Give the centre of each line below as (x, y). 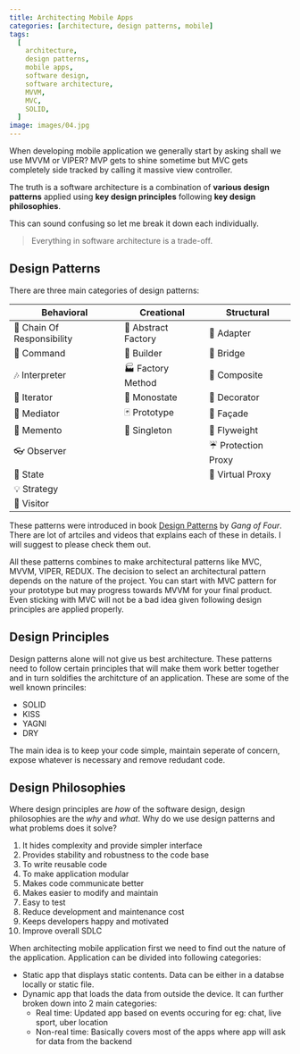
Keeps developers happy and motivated (96, 922)
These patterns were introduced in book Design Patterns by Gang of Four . (146, 525)
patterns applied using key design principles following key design (133, 197)
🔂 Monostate (150, 397)
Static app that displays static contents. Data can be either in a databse (153, 975)
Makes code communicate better (83, 883)
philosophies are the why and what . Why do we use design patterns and (142, 819)
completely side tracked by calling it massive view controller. (121, 170)
